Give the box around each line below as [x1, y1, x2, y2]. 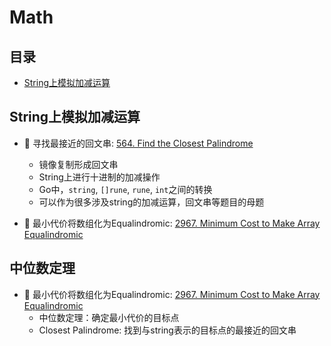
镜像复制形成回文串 [38, 158, 119, 170]
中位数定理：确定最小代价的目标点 [38, 311, 180, 323]
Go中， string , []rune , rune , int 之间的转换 [38, 183, 213, 195]
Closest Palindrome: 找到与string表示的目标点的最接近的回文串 [38, 324, 297, 336]
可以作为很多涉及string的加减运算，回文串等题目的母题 [38, 196, 265, 208]
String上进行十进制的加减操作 [38, 171, 161, 183]
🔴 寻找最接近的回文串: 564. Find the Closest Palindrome [23, 137, 254, 149]
